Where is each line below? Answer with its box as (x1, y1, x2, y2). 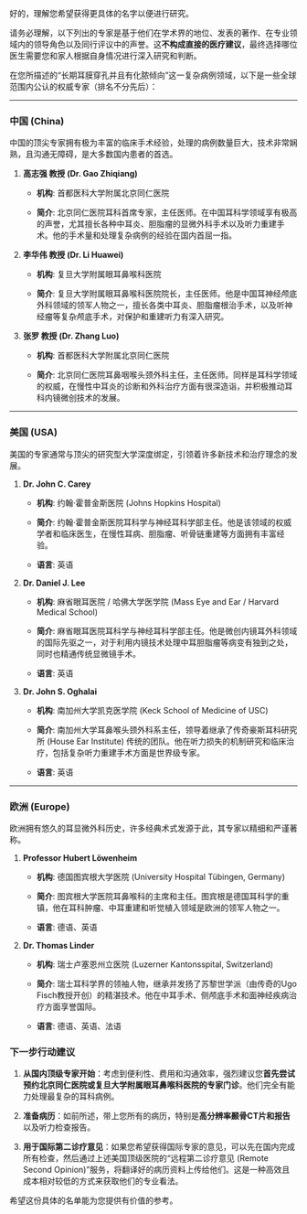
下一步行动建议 (9, 1046, 76, 1058)
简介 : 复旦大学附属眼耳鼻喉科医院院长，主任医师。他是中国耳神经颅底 (36, 288, 298, 299)
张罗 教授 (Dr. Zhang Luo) (22, 330, 120, 341)
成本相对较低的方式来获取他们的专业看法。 (22, 1176, 184, 1187)
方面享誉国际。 (44, 1001, 101, 1012)
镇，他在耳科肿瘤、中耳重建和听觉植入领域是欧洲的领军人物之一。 (36, 902, 285, 913)
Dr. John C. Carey (22, 478, 91, 489)
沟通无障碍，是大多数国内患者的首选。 (33, 149, 178, 160)
